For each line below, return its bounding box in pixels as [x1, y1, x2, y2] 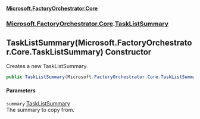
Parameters [6, 86, 36, 94]
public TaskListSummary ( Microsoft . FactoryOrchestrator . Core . [6, 74, 161, 80]
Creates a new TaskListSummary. [6, 63, 88, 70]
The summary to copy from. [6, 107, 74, 114]
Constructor [105, 47, 152, 57]
